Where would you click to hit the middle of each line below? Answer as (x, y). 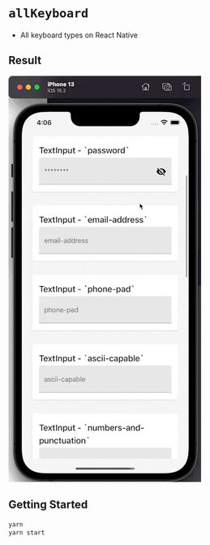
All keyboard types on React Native (79, 35)
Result (25, 61)
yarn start (27, 532)
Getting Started (48, 505)
